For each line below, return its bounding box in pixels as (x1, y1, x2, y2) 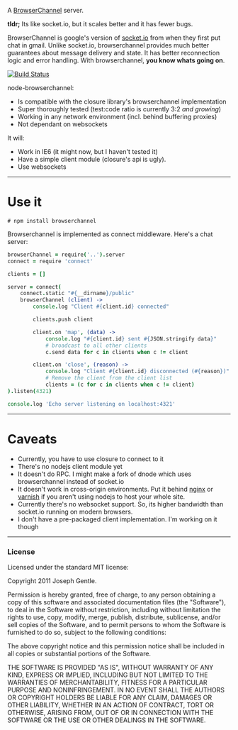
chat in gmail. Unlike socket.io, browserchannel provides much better (7, 41, 210, 49)
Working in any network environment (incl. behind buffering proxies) (17, 113, 217, 121)
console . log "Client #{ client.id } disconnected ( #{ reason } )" (45, 368, 230, 375)
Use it (7, 194, 42, 210)
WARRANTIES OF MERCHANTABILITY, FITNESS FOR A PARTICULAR (7, 678, 208, 687)
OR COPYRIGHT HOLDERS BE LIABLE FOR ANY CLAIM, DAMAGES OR (7, 693, 212, 702)
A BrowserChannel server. (7, 6, 84, 14)
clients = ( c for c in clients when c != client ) (45, 381, 195, 389)
